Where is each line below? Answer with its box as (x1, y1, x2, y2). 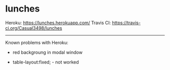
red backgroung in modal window (12, 49, 82, 55)
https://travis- (112, 20, 141, 26)
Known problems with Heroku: (5, 39, 68, 45)
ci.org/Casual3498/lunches (5, 25, 62, 31)
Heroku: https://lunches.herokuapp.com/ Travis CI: (5, 20, 111, 26)
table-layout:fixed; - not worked (12, 59, 79, 65)
